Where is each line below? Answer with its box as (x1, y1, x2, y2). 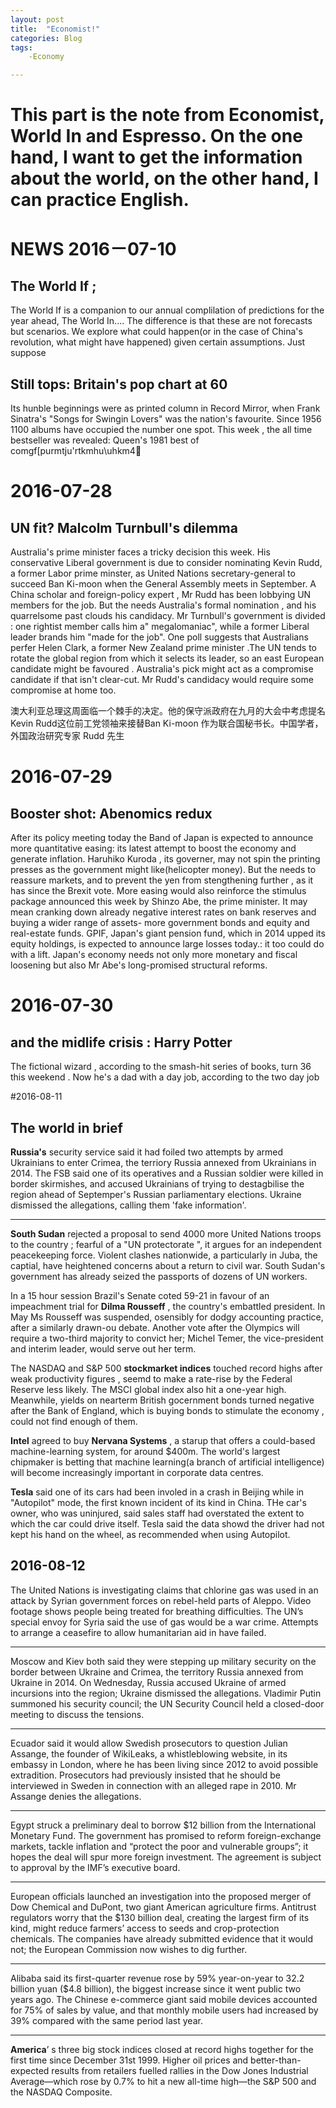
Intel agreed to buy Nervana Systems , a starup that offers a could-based (10, 1434, 316, 1446)
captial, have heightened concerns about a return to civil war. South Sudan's (10, 1259, 326, 1271)
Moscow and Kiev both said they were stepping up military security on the (10, 1655, 317, 1667)
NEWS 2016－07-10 (10, 237, 177, 260)
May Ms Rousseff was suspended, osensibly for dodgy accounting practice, (10, 1311, 324, 1323)
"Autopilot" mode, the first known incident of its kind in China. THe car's (10, 1496, 307, 1508)
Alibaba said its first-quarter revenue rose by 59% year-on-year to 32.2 (10, 1972, 305, 1984)
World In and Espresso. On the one (10, 125, 303, 148)
